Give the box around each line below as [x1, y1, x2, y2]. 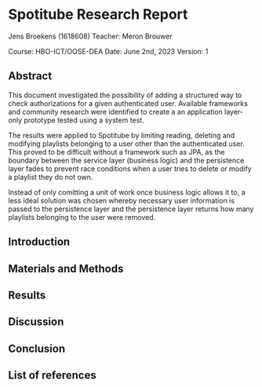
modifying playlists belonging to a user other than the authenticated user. [8, 139, 245, 148]
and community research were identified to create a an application [8, 107, 224, 116]
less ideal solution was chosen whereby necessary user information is [8, 195, 235, 205]
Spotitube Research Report [8, 5, 188, 24]
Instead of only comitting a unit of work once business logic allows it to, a [8, 187, 246, 197]
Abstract [8, 69, 53, 83]
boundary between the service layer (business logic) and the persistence [8, 155, 245, 165]
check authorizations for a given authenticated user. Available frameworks [8, 98, 249, 108]
